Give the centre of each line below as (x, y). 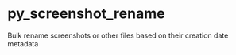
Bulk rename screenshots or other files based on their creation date (118, 35)
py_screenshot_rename (86, 14)
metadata (23, 43)
